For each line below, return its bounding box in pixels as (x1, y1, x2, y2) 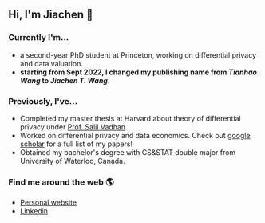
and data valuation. (19, 58, 84, 68)
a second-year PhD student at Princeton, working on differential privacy (19, 50, 257, 60)
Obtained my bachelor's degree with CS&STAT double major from (19, 147, 236, 157)
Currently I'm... (8, 32, 69, 43)
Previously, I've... (8, 95, 78, 106)
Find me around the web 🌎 (8, 177, 114, 188)
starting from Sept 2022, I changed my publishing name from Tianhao (19, 67, 258, 77)
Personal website (19, 197, 77, 208)
